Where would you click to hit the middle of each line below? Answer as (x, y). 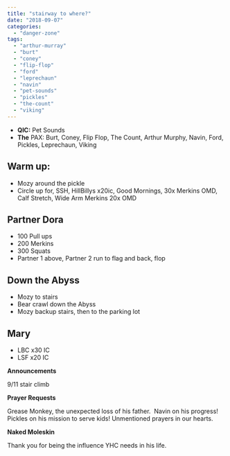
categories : (24, 26)
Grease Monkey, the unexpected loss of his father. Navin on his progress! (113, 411)
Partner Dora (35, 219)
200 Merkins (35, 244)
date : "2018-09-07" (35, 20)
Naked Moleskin (31, 432)
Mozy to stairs (37, 297)
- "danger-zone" (37, 33)
